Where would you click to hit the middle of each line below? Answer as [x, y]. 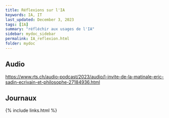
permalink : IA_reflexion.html [38, 39]
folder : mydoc [20, 44]
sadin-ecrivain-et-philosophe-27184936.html [53, 82]
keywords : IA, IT [24, 15]
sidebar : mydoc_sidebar [31, 34]
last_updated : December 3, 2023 [40, 19]
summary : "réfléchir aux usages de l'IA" [50, 29]
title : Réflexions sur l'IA [35, 10]
